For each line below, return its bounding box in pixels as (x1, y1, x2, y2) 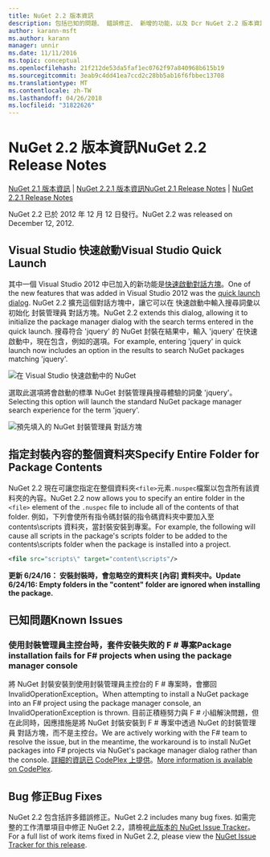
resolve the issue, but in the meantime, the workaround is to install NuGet (8, 737, 252, 747)
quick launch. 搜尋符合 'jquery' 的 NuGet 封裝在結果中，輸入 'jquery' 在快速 (8, 326, 258, 336)
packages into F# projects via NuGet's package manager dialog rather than (8, 745, 258, 756)
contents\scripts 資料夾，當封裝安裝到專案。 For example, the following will (8, 522, 256, 531)
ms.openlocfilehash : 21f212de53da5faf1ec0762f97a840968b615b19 (8, 64, 225, 72)
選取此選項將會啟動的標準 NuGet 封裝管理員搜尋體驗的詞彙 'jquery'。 (8, 387, 237, 397)
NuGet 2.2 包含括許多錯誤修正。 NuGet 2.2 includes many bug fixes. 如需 (8, 813, 249, 822)
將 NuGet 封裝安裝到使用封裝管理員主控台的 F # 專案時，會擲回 (8, 679, 217, 689)
